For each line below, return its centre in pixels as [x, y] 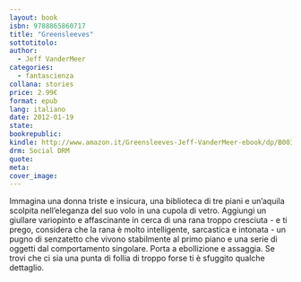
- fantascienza [46, 76]
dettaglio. [27, 268]
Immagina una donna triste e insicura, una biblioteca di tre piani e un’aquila [147, 201]
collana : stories [42, 84]
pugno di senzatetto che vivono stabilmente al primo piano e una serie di [143, 239]
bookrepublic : [36, 134]
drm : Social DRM [39, 150]
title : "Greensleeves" [52, 34]
